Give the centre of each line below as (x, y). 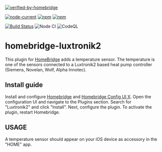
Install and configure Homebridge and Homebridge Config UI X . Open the (78, 97)
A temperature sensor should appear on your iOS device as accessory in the (81, 139)
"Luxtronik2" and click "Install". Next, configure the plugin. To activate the (79, 107)
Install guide (24, 85)
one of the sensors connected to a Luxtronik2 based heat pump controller (79, 64)
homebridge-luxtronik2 (53, 46)
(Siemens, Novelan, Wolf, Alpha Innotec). (46, 69)
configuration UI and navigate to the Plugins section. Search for (68, 101)
